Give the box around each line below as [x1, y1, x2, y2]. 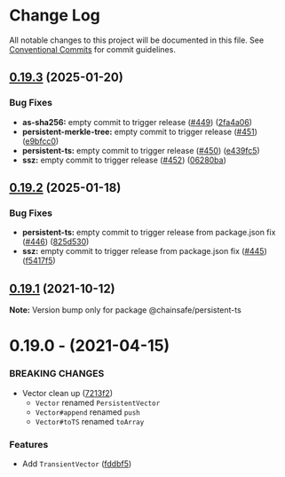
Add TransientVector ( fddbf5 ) [21, 458, 132, 469]
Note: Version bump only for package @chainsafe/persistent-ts [9, 305, 241, 315]
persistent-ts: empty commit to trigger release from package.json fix [21, 227, 276, 238]
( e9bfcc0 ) [21, 135, 59, 147]
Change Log [9, 5, 100, 26]
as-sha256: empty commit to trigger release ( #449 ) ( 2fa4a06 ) [21, 116, 253, 127]
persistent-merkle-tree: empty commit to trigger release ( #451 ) [21, 126, 257, 137]
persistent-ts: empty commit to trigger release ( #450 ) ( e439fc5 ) [21, 145, 260, 155]
